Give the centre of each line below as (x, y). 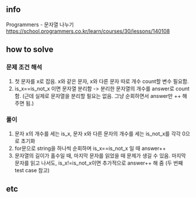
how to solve (30, 49)
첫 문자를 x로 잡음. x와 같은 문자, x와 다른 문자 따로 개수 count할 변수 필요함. (102, 81)
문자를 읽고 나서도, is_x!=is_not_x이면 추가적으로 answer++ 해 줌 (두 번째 (99, 163)
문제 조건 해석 (24, 67)
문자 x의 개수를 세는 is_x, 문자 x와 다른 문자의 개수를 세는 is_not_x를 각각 (98, 134)
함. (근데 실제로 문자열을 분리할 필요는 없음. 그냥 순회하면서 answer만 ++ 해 (101, 95)
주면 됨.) (24, 103)
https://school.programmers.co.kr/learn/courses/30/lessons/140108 (88, 31)
